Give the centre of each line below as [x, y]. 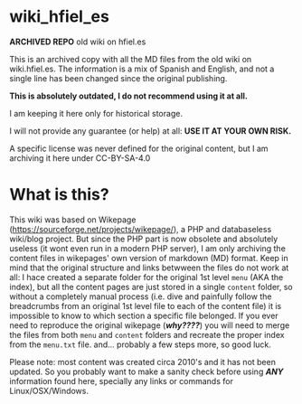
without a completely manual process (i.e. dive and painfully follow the [141, 296]
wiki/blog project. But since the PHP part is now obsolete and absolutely [144, 239]
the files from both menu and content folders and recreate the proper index [147, 334]
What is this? [60, 195]
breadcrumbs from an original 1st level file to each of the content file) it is [146, 305]
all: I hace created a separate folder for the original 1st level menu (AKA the [146, 277]
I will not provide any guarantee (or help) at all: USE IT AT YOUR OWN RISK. [151, 131]
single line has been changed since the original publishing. [118, 78]
